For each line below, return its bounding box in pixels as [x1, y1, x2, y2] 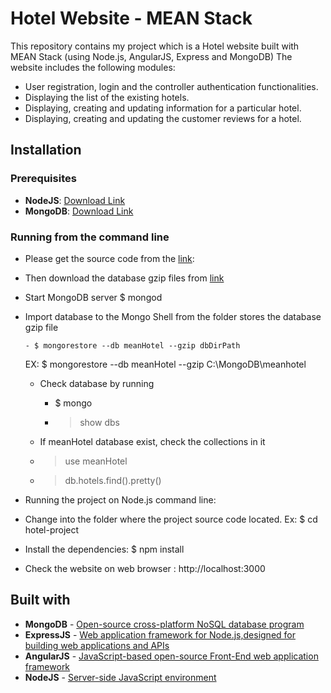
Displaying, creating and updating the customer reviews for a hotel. [24, 112, 302, 124]
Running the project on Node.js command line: [24, 493, 217, 506]
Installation [10, 142, 82, 159]
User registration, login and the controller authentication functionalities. [24, 80, 319, 92]
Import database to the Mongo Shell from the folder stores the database [24, 310, 322, 322]
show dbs [79, 416, 120, 428]
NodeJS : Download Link [24, 194, 126, 206]
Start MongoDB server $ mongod [24, 291, 163, 303]
